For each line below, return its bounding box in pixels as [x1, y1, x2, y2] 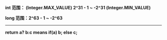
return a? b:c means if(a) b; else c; [5, 29, 78, 35]
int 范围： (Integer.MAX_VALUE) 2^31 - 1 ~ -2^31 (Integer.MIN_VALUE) [5, 5, 151, 10]
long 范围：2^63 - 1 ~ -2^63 [5, 15, 63, 21]
